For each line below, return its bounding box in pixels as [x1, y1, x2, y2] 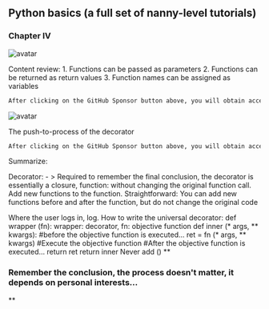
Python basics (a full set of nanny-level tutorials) [8, 6, 257, 20]
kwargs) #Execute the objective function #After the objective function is [8, 239, 246, 248]
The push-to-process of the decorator [8, 126, 134, 136]
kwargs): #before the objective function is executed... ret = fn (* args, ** [8, 230, 247, 239]
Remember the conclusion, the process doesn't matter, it [8, 267, 235, 279]
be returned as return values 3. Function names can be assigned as [8, 72, 231, 82]
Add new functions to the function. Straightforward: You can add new [8, 189, 238, 199]
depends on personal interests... [8, 277, 139, 288]
